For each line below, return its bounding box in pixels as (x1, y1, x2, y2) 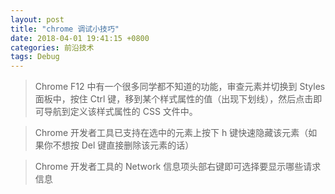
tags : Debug (10, 52, 60, 62)
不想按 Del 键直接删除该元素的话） (52, 139, 195, 151)
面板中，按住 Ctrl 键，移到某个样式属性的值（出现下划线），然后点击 (34, 93, 314, 105)
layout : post (10, 14, 65, 25)
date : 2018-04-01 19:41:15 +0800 (10, 33, 150, 43)
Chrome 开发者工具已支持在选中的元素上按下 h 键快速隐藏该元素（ (34, 127, 309, 139)
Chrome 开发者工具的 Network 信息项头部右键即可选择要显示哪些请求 (34, 161, 322, 173)
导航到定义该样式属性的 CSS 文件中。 (43, 106, 198, 118)
